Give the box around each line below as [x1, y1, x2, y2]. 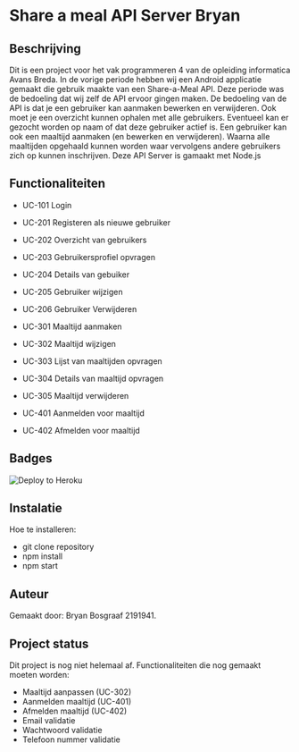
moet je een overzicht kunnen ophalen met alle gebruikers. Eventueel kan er [9, 113, 289, 123]
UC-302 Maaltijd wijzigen [21, 338, 116, 349]
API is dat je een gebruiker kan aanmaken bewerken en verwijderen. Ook [9, 103, 277, 113]
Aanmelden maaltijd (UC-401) [21, 697, 132, 707]
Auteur [9, 587, 49, 602]
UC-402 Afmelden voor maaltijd [21, 425, 140, 435]
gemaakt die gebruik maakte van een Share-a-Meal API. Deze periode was [9, 84, 285, 94]
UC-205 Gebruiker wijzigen [21, 286, 123, 297]
